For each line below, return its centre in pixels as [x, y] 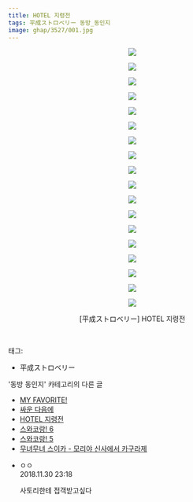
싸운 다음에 [37, 409]
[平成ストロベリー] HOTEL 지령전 [132, 319]
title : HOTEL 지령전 [39, 15]
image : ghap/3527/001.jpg [50, 30]
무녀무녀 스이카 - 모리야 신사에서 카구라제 [83, 448]
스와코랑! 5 [36, 439]
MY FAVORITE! [43, 400]
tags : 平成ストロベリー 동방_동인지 [59, 23]
